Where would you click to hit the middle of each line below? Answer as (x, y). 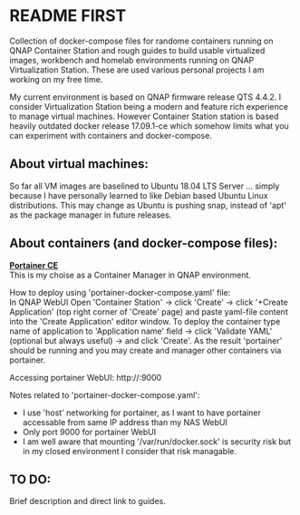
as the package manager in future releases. (91, 215)
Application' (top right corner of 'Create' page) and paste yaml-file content (149, 311)
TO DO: (30, 479)
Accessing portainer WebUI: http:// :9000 (86, 377)
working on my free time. (56, 79)
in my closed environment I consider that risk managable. (130, 451)
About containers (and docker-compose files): (144, 243)
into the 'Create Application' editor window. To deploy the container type (145, 321)
